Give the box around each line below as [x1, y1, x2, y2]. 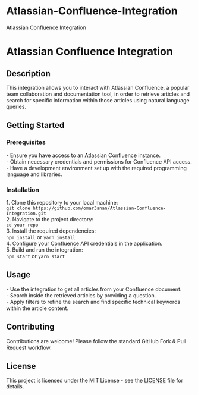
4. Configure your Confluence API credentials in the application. [6, 240, 162, 247]
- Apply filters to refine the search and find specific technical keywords [6, 298, 181, 305]
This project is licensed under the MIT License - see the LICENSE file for [6, 377, 183, 384]
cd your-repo [6, 222, 39, 228]
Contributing [6, 322, 55, 332]
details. [6, 383, 24, 390]
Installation [6, 186, 40, 194]
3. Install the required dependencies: [6, 227, 96, 234]
